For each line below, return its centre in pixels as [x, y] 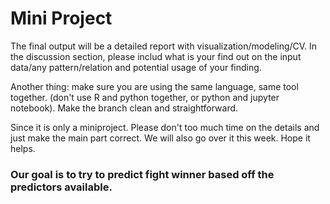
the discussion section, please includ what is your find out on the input [156, 56]
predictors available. [61, 187]
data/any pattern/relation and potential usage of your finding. [136, 67]
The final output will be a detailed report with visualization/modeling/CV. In [164, 46]
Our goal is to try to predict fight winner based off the [142, 174]
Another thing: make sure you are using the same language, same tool [154, 86]
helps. [23, 148]
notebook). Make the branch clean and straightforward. [124, 108]
